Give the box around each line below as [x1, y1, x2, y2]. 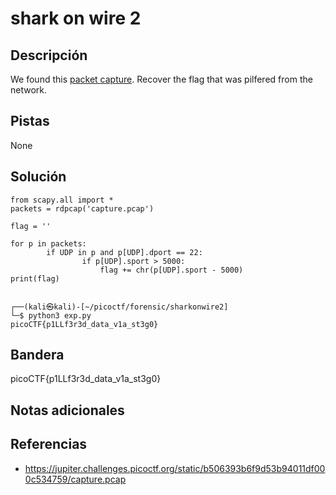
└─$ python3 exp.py [10, 310, 92, 321]
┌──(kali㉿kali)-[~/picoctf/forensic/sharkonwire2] [10, 302, 229, 312]
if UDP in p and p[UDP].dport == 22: [46, 247, 203, 257]
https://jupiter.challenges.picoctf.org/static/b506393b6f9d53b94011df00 [24, 462, 326, 474]
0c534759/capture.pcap [24, 473, 127, 485]
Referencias [10, 436, 88, 453]
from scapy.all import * [10, 195, 114, 205]
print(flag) [10, 273, 60, 284]
